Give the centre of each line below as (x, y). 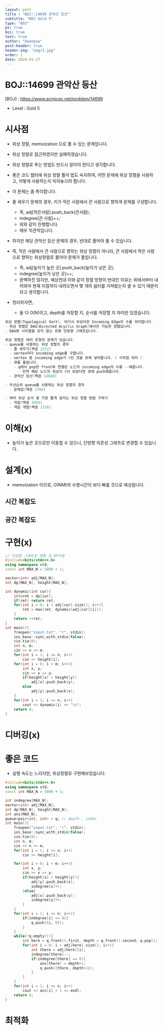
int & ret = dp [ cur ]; (34, 596)
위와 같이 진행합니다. (39, 224)
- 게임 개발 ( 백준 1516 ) (30, 408)
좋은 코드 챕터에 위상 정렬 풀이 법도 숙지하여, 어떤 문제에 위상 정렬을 (76, 175)
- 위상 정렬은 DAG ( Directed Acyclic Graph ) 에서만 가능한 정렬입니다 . (69, 327)
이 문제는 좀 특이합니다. (34, 192)
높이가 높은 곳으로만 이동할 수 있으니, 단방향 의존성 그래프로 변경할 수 (78, 443)
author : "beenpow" (24, 41)
